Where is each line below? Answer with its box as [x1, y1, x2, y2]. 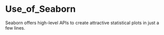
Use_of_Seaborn [5, 3, 76, 15]
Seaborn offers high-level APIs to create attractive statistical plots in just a [5, 20, 159, 26]
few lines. [5, 25, 25, 31]
